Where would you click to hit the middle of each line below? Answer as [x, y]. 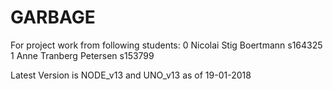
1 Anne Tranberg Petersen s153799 [82, 55]
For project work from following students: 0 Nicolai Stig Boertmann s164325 [166, 45]
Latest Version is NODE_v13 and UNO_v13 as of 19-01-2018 [131, 75]
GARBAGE [53, 17]
